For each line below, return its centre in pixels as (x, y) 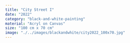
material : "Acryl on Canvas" (35, 23)
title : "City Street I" (30, 10)
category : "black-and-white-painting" (45, 19)
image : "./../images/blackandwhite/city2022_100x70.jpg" (65, 33)
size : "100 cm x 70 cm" (30, 28)
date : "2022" (19, 14)
